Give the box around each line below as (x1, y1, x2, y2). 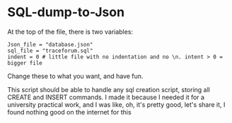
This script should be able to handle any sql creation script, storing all (7, 85, 210, 93)
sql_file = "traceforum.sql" (7, 47, 93, 54)
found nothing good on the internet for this (7, 108, 132, 116)
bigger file (7, 59, 42, 67)
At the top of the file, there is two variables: (7, 27, 133, 36)
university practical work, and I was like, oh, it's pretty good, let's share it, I (7, 100, 226, 109)
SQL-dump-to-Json (7, 4, 125, 20)
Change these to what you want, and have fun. (7, 72, 144, 80)
